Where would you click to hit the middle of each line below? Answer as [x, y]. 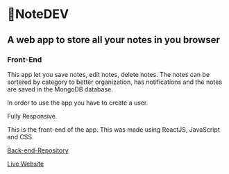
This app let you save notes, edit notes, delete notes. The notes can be [109, 74]
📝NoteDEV [38, 14]
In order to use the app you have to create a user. [78, 103]
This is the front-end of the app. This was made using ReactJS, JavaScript [113, 129]
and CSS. [20, 137]
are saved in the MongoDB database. [60, 89]
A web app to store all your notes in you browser [114, 40]
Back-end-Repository [38, 150]
